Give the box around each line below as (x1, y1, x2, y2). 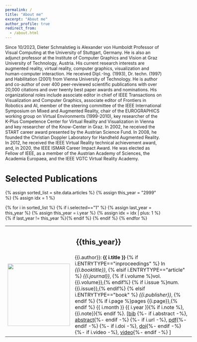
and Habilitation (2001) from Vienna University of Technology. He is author (5, 76, 158, 82)
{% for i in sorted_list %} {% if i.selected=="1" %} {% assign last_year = (5, 204, 152, 210)
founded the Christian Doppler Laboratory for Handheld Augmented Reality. (5, 134, 160, 140)
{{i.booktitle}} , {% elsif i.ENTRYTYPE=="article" (75, 267, 185, 274)
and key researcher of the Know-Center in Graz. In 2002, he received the (5, 124, 155, 130)
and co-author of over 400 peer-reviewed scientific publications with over (5, 81, 157, 87)
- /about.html (9, 30, 39, 35)
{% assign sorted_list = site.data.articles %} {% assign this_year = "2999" (5, 189, 157, 195)
